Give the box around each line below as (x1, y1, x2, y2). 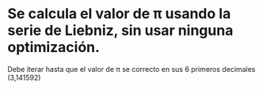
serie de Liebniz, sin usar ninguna (7, 21, 234, 39)
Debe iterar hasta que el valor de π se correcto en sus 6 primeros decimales (7, 64, 256, 73)
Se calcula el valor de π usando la (7, 5, 231, 23)
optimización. (7, 39, 101, 56)
